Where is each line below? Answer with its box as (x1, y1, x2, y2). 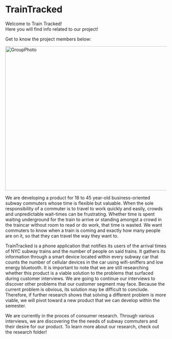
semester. (5, 303, 27, 309)
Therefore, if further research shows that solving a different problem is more (5, 291, 166, 298)
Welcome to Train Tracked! (5, 21, 62, 27)
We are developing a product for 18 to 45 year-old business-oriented (5, 194, 150, 201)
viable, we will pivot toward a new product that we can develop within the (5, 297, 160, 303)
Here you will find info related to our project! (5, 26, 98, 32)
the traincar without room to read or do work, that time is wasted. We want (5, 222, 162, 228)
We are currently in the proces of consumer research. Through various (5, 312, 155, 318)
